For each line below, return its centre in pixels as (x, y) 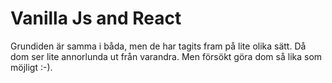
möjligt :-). (31, 67)
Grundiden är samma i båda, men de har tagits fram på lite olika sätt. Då (158, 46)
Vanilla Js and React (96, 18)
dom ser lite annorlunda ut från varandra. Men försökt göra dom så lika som (166, 56)
